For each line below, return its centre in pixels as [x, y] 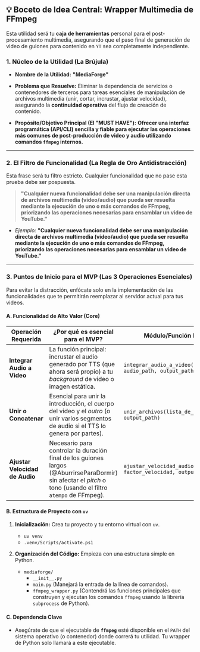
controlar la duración [78, 450]
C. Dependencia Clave [34, 617]
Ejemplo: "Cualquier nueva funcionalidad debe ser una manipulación [101, 230]
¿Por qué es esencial [84, 332]
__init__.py [47, 579]
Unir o [18, 411]
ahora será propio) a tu [81, 372]
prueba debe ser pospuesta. [41, 182]
